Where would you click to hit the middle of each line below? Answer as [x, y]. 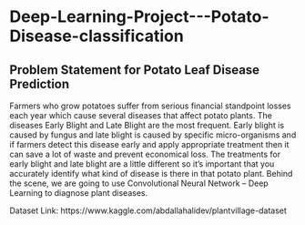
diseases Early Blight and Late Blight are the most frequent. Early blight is [147, 125]
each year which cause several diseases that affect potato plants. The [141, 115]
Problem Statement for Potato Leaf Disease [135, 70]
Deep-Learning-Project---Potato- [140, 17]
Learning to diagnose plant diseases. [79, 193]
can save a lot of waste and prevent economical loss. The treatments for [145, 154]
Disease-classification [97, 36]
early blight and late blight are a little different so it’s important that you [142, 164]
